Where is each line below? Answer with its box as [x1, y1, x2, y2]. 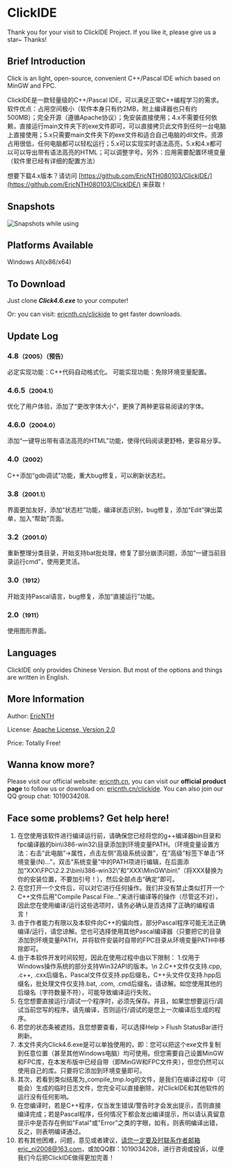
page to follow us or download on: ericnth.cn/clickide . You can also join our [7, 784, 224, 793]
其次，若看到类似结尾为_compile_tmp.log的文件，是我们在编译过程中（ [17, 1075, 220, 1084]
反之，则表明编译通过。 [17, 1128, 85, 1136]
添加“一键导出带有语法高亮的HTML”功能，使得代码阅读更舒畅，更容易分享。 [7, 436, 225, 445]
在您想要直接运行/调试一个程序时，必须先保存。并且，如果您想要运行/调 [17, 997, 223, 1005]
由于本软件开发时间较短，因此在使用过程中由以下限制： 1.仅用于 [17, 954, 200, 962]
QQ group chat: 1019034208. [7, 792, 90, 800]
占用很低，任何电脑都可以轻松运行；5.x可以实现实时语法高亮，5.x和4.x [7, 139, 210, 148]
